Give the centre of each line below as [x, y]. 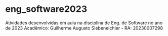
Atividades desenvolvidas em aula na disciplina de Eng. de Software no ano [84, 23]
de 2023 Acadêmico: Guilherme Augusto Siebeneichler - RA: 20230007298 [84, 28]
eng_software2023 [46, 9]
